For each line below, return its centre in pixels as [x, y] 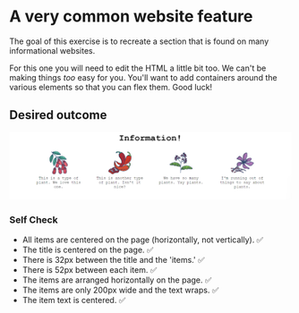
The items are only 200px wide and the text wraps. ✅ [120, 290]
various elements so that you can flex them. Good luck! [111, 87]
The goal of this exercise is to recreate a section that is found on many [139, 41]
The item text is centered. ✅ [74, 300]
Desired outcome [58, 115]
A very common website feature [131, 17]
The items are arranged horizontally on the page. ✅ [117, 280]
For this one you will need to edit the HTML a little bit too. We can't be [138, 68]
